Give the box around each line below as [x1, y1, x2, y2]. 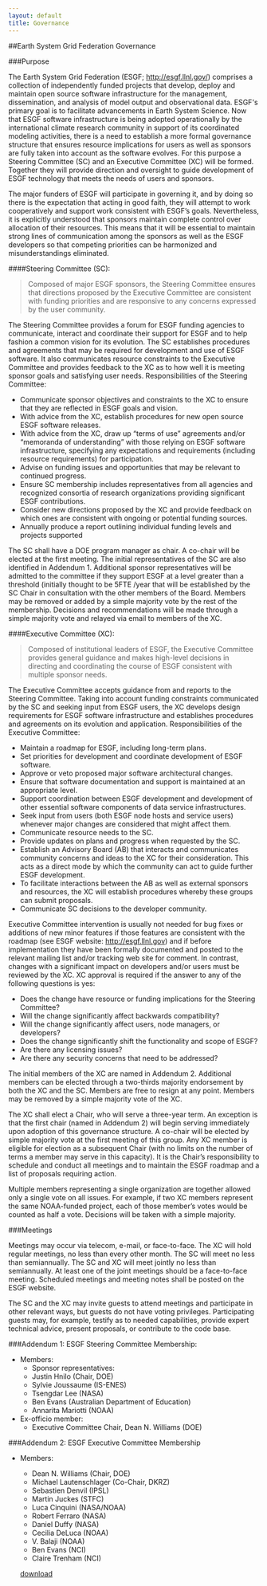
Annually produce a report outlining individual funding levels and [19, 521, 233, 531]
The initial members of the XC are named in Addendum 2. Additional [8, 1069, 232, 1078]
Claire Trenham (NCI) [31, 1553, 102, 1563]
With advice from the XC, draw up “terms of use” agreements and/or [19, 428, 245, 438]
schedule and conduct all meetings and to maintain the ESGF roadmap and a [8, 1160, 260, 1170]
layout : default [8, 11, 62, 20]
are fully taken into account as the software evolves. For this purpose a [8, 148, 241, 158]
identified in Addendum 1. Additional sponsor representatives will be [8, 563, 232, 572]
